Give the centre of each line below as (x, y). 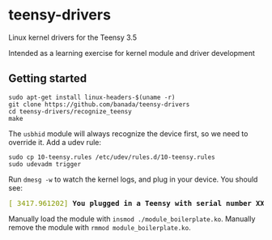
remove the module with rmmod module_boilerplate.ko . (100, 227)
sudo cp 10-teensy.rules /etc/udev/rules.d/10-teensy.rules (112, 157)
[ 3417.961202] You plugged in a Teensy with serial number (130, 203)
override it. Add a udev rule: (55, 142)
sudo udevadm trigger (45, 164)
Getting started (48, 79)
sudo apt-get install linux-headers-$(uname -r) (92, 97)
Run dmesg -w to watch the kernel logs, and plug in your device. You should (133, 179)
